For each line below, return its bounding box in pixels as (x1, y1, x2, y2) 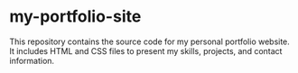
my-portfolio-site (9, 6, 142, 27)
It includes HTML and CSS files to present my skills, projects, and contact (9, 45, 283, 56)
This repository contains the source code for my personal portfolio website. (9, 36, 291, 47)
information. (9, 55, 55, 66)
